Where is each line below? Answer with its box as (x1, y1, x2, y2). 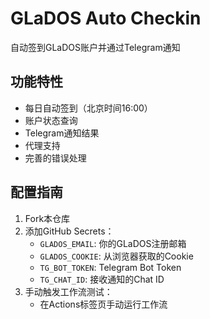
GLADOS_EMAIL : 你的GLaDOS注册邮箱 (39, 237, 187, 249)
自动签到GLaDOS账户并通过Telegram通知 (10, 41, 181, 53)
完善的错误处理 (24, 152, 87, 164)
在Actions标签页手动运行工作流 (39, 298, 168, 310)
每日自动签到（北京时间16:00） (24, 102, 153, 114)
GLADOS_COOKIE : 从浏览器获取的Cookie (39, 250, 194, 262)
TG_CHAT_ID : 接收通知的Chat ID (39, 273, 165, 285)
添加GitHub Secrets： (24, 225, 115, 237)
